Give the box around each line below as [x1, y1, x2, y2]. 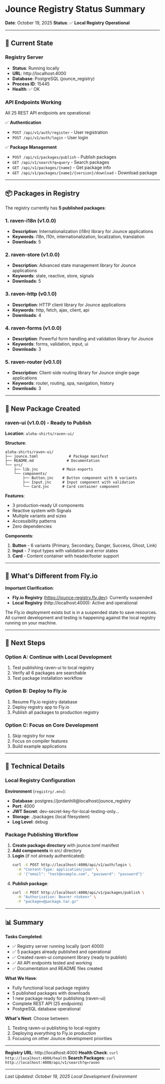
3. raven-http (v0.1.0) [5, 290, 57, 297]
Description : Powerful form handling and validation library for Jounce [12, 336, 154, 342]
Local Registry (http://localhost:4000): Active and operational [12, 600, 137, 606]
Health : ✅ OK [12, 86, 40, 92]
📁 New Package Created [5, 404, 81, 413]
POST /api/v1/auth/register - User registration [12, 129, 108, 135]
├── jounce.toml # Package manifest [5, 454, 109, 459]
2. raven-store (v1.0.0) [5, 251, 60, 258]
